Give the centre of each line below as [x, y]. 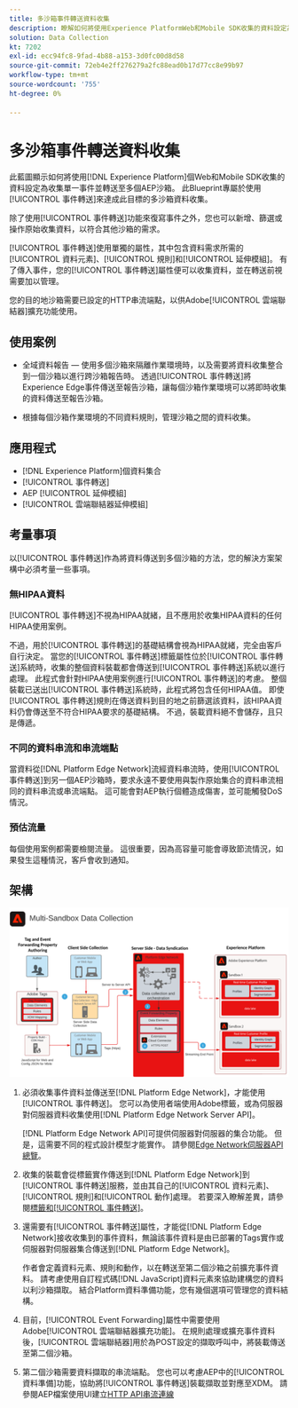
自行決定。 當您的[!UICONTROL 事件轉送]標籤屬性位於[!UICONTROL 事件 [142, 656]
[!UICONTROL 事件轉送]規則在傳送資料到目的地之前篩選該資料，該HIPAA [142, 700]
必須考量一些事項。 [59, 569]
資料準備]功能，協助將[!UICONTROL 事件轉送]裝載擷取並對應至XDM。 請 [155, 1383]
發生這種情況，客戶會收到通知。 [75, 859]
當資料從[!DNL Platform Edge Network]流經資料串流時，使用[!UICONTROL [145, 769]
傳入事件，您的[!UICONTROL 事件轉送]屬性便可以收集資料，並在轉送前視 [149, 270]
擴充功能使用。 [55, 312]
